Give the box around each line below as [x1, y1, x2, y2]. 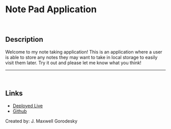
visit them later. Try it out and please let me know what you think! [5, 60, 141, 66]
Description [5, 35, 43, 44]
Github [12, 108, 27, 114]
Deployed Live [12, 102, 43, 109]
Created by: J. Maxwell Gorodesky [5, 118, 78, 124]
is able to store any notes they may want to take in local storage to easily [5, 54, 158, 60]
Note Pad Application [5, 4, 97, 15]
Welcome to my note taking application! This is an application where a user [5, 48, 163, 55]
